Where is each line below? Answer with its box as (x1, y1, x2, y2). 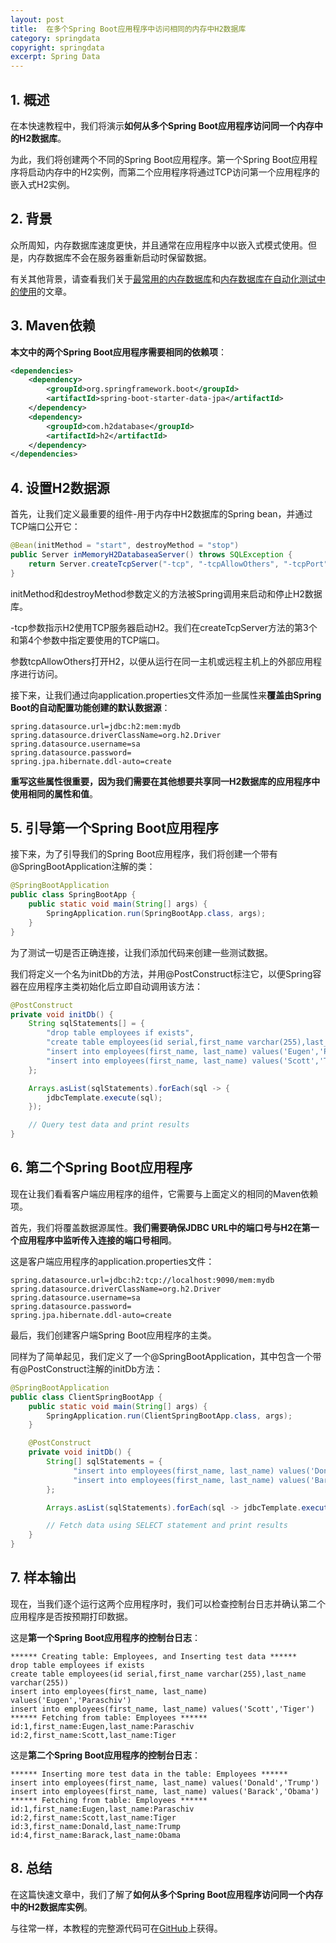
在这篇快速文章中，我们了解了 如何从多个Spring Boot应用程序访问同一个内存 (10, 1888, 323, 1900)
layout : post (10, 14, 65, 25)
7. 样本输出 (10, 1569, 77, 1586)
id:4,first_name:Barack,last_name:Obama (10, 1830, 182, 1840)
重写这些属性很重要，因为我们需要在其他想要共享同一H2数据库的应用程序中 (10, 775, 321, 787)
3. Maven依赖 (10, 317, 96, 335)
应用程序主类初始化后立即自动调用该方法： (27, 980, 203, 992)
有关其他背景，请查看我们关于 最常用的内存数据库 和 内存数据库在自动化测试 (10, 272, 317, 285)
